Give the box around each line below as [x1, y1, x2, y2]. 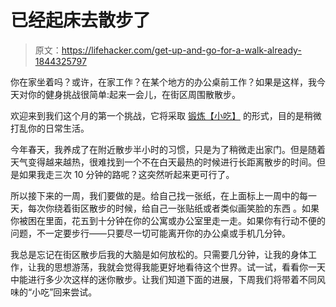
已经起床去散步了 [10, 9, 152, 32]
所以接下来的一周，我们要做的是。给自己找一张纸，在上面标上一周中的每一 [10, 189, 317, 201]
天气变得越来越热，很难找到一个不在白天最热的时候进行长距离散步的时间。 [10, 156, 317, 168]
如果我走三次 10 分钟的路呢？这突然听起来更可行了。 [18, 168, 235, 180]
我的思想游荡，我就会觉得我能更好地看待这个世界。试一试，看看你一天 [36, 261, 326, 273]
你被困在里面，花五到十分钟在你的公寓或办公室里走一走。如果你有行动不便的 [10, 214, 326, 226]
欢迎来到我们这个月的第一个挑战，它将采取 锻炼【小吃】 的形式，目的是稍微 [10, 109, 322, 121]
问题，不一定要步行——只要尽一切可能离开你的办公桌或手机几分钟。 [10, 227, 291, 239]
